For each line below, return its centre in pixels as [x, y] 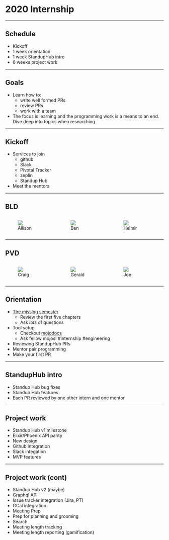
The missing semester [35, 311]
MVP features [27, 457]
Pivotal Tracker [35, 170]
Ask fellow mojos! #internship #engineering [65, 338]
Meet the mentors [31, 186]
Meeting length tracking [37, 527]
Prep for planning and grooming [46, 516]
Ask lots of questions [42, 322]
